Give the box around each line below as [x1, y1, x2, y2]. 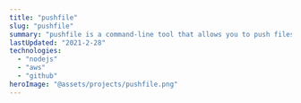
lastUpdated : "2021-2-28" [9, 38, 106, 47]
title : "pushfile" [9, 13, 78, 22]
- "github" [17, 72, 58, 81]
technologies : [9, 47, 63, 56]
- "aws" [17, 64, 47, 73]
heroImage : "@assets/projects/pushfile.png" [9, 80, 178, 89]
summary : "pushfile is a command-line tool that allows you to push [9, 30, 271, 39]
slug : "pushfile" [9, 21, 74, 30]
